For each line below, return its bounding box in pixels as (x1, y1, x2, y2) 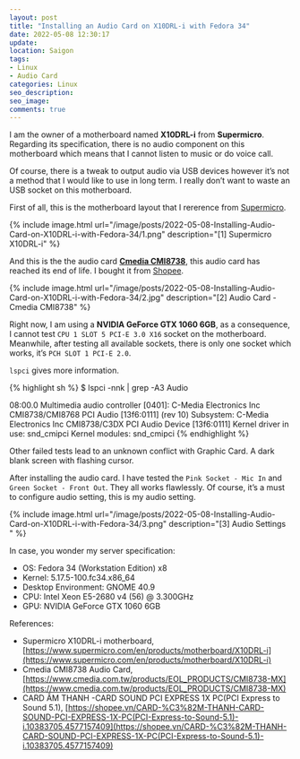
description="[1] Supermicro (167, 229, 272, 240)
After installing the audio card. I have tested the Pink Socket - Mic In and (9, 472, 282, 484)
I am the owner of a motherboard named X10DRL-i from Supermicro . (9, 129, 265, 140)
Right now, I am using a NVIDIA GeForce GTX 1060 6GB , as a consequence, (9, 319, 291, 330)
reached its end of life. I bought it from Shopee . (9, 265, 184, 276)
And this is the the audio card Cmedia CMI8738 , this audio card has (9, 256, 261, 267)
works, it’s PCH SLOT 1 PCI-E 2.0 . (9, 348, 132, 358)
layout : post (9, 13, 58, 22)
